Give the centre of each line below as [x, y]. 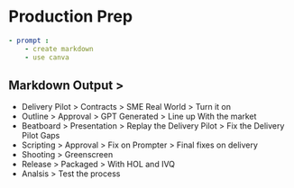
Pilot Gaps [41, 136]
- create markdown [59, 49]
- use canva [47, 57]
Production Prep [70, 17]
